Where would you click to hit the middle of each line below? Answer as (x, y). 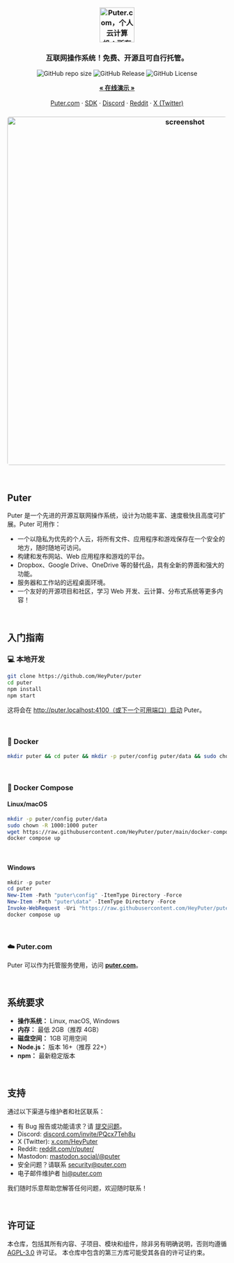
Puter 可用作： (40, 524)
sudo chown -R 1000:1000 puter (53, 826)
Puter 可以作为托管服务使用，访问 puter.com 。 (75, 966)
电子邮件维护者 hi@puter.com (60, 1173)
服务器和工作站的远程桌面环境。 (63, 582)
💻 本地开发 (26, 659)
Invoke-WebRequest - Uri (42, 908)
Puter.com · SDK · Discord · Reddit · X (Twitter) (117, 103)
